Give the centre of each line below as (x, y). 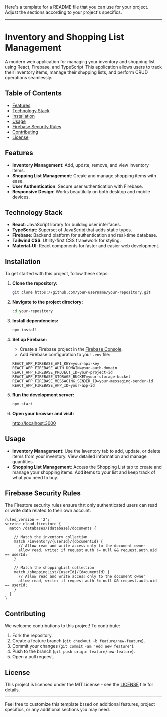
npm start (23, 404)
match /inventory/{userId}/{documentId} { (59, 542)
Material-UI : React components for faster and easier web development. (86, 246)
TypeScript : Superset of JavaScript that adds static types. (72, 230)
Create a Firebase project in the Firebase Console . (71, 349)
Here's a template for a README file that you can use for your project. (77, 7)
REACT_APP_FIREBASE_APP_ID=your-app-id (54, 385)
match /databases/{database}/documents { (53, 528)
